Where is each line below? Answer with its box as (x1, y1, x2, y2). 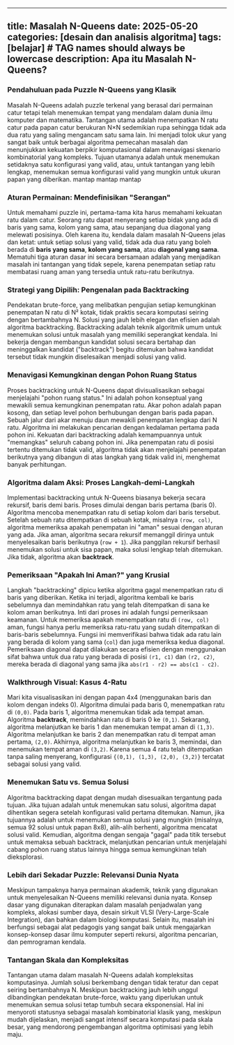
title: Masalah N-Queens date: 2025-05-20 (7, 20, 198, 32)
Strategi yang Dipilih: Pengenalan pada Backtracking (7, 285, 189, 294)
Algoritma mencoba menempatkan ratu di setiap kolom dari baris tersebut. (7, 508, 221, 516)
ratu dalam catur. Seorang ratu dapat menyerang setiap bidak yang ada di (7, 216, 219, 224)
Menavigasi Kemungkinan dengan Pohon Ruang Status (7, 370, 197, 380)
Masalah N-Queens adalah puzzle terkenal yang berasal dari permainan (7, 100, 213, 109)
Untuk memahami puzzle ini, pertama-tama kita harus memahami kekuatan (7, 208, 223, 216)
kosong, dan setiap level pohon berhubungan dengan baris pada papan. (7, 408, 214, 416)
